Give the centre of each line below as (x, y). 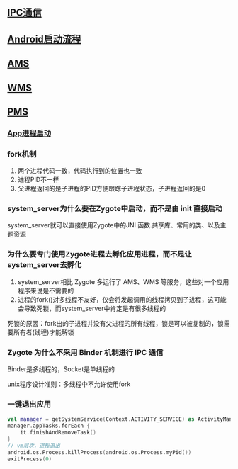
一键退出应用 (29, 404)
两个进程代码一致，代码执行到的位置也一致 (80, 171)
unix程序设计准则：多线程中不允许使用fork (69, 384)
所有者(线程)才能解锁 (44, 332)
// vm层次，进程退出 (34, 446)
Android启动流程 (44, 39)
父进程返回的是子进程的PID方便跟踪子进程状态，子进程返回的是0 (112, 188)
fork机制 (22, 154)
